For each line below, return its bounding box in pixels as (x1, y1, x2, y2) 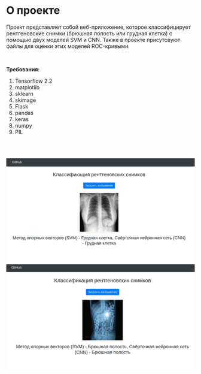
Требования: (6, 65, 40, 73)
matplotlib (14, 83, 40, 91)
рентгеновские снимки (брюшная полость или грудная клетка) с (6, 29, 172, 37)
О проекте (6, 4, 60, 17)
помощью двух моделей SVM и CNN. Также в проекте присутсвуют (6, 36, 181, 43)
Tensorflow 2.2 (14, 77, 53, 85)
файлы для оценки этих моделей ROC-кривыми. (6, 43, 130, 50)
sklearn (14, 90, 34, 97)
